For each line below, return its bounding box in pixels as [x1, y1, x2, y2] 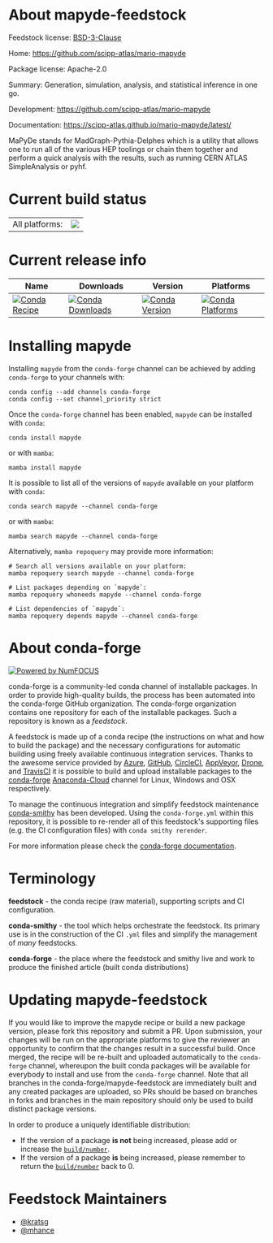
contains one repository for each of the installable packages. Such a [8, 707, 237, 717]
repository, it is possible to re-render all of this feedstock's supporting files [8, 816, 258, 826]
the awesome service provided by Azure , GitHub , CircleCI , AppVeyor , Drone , [8, 757, 265, 767]
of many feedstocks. [8, 938, 78, 947]
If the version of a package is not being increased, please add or [19, 1135, 237, 1145]
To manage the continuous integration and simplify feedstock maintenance [8, 799, 259, 809]
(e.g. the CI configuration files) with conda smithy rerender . [8, 825, 207, 834]
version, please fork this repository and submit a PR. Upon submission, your [8, 1026, 262, 1036]
